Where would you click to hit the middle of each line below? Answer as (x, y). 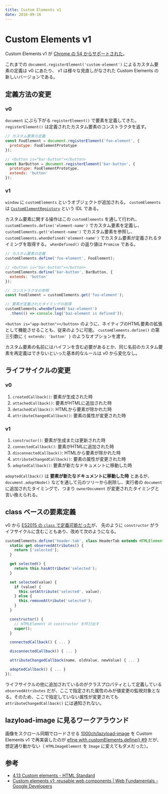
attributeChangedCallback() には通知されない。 (55, 703)
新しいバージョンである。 (31, 77)
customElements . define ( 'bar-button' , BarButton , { (59, 272)
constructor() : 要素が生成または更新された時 (59, 440)
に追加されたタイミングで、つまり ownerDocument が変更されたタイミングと (82, 488)
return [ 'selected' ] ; (36, 550)
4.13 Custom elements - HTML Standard (53, 775)
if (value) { (28, 587)
